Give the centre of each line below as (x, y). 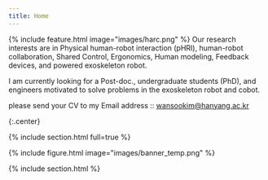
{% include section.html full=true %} (70, 137)
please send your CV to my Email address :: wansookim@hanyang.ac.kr (129, 105)
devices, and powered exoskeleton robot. (78, 65)
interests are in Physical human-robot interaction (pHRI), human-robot (126, 48)
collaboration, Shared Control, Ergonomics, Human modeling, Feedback (129, 56)
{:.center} (24, 121)
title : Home (29, 16)
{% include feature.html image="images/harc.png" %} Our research (122, 39)
